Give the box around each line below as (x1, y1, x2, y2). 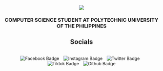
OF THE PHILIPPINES (56, 23, 107, 29)
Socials (70, 38, 93, 46)
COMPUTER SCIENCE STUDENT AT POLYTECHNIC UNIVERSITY (4, 17, 159, 24)
